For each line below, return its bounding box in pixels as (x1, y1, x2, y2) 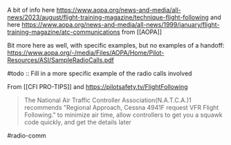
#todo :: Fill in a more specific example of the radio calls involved (7, 69, 192, 77)
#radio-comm (7, 131, 46, 139)
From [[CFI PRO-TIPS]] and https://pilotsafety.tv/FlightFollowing (7, 83, 188, 90)
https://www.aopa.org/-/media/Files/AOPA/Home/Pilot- (7, 48, 165, 57)
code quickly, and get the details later (24, 118, 131, 126)
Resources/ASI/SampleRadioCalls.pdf (7, 56, 114, 64)
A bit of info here (7, 6, 55, 14)
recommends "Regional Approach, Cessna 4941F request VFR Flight (24, 104, 219, 111)
